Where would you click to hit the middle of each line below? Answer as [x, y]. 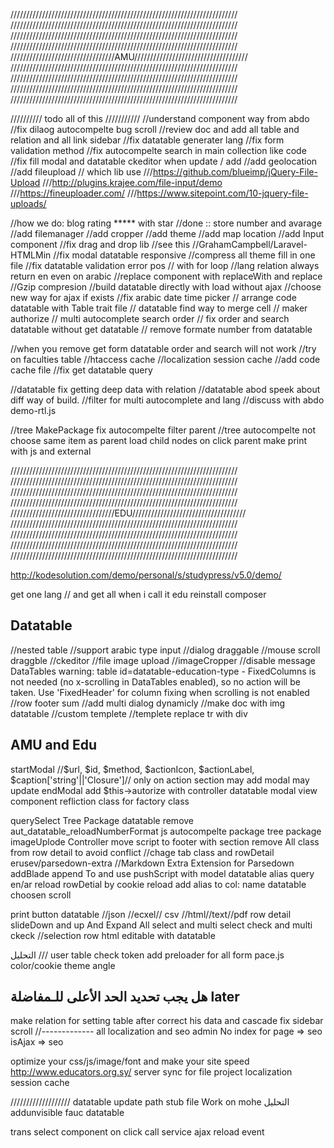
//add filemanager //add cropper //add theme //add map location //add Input [167, 233]
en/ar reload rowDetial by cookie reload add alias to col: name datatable [158, 884]
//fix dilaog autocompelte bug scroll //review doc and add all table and [155, 129]
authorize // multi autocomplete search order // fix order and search [150, 318]
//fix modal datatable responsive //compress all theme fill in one [184, 255]
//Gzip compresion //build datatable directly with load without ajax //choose [166, 287]
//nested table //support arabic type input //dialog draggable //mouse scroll [165, 650]
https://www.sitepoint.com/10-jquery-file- [222, 193]
